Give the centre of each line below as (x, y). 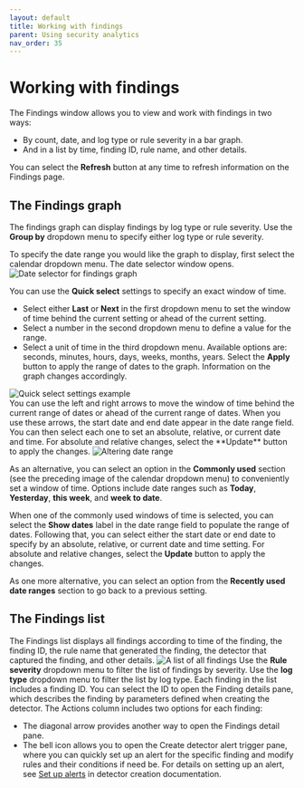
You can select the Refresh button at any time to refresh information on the (149, 168)
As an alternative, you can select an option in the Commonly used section (147, 469)
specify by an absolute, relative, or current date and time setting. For (137, 544)
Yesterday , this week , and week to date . (86, 498)
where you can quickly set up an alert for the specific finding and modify (158, 754)
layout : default (40, 18)
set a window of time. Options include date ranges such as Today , (133, 488)
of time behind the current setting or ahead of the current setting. (144, 318)
